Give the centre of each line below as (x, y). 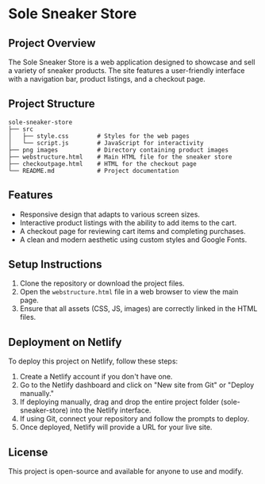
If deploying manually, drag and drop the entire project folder (119, 402)
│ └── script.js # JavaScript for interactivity (106, 143)
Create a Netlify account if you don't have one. (96, 377)
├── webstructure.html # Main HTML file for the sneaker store (120, 157)
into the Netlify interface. (111, 410)
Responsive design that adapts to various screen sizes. (110, 214)
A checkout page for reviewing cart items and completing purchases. (132, 231)
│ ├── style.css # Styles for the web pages (99, 136)
